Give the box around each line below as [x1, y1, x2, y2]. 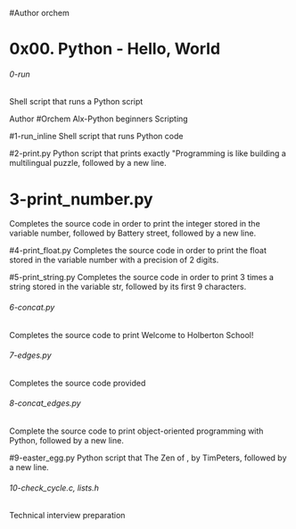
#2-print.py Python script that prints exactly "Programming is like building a [9, 148, 287, 159]
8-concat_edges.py [9, 398, 82, 409]
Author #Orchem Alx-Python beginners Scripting [9, 113, 189, 124]
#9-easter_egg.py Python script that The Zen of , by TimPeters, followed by [9, 452, 287, 463]
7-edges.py [9, 350, 52, 360]
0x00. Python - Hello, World [9, 39, 221, 59]
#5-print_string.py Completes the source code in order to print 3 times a [9, 272, 275, 283]
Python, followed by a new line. [9, 434, 125, 445]
